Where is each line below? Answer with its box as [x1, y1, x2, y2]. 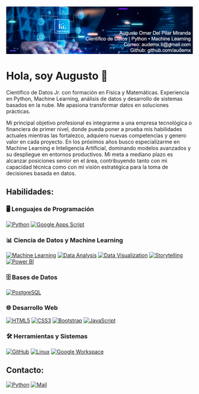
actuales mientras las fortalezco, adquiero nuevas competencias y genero [6, 132, 187, 139]
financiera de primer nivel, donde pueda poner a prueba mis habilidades [6, 125, 182, 132]
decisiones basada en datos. [6, 170, 76, 177]
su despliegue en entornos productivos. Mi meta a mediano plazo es [6, 151, 174, 158]
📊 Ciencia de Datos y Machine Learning [6, 236, 123, 244]
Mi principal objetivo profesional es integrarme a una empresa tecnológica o [6, 119, 192, 126]
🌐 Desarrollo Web [6, 304, 58, 312]
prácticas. [6, 107, 31, 115]
